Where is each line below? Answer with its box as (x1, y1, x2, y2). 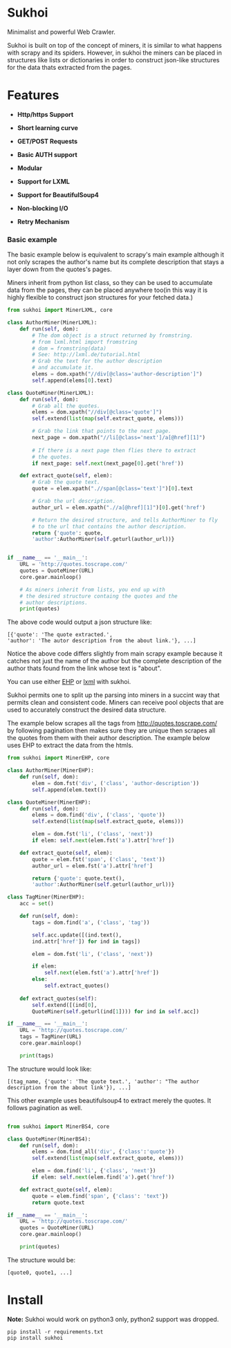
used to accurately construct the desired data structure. (7, 705, 167, 714)
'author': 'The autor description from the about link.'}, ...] (7, 638, 196, 645)
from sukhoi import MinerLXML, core (7, 306, 113, 314)
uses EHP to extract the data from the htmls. (7, 741, 133, 750)
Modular (17, 164, 43, 172)
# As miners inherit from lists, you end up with (19, 586, 166, 593)
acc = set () (19, 901, 54, 907)
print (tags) (19, 1052, 54, 1059)
